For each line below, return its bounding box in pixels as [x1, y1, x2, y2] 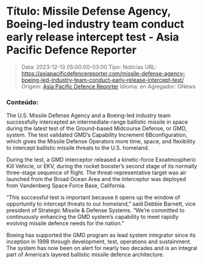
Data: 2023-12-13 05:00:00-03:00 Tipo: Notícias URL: [21, 63, 157, 71]
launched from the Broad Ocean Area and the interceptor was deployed [6, 176, 186, 183]
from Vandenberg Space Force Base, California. [6, 182, 126, 190]
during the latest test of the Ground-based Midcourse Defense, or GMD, [6, 125, 187, 132]
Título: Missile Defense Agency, [6, 4, 171, 18]
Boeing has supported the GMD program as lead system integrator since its [6, 232, 196, 239]
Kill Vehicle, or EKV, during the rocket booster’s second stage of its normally [6, 163, 198, 170]
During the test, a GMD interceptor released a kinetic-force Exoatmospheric [6, 156, 196, 163]
